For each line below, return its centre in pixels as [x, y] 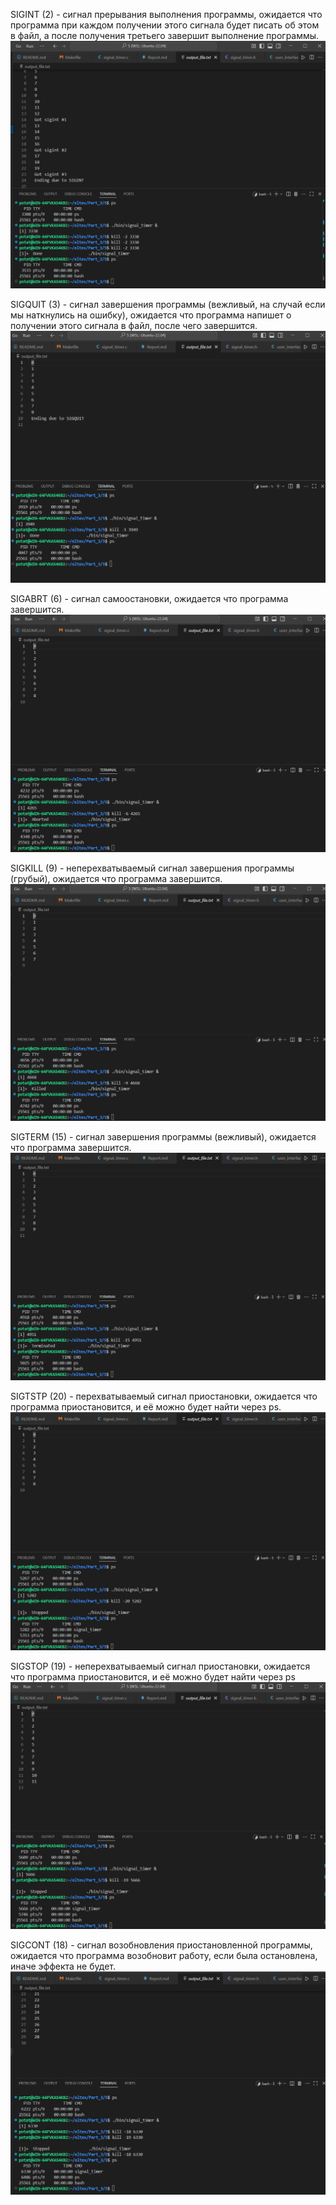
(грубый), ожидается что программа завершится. [116, 878]
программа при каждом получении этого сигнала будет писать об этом [165, 25]
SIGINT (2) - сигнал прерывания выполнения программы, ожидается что [166, 14]
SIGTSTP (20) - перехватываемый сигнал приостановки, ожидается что [164, 1396]
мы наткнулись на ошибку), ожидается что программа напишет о [151, 315]
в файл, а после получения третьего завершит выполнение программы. [165, 35]
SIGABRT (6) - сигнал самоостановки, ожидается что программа [149, 598]
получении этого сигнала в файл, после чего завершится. [134, 325]
